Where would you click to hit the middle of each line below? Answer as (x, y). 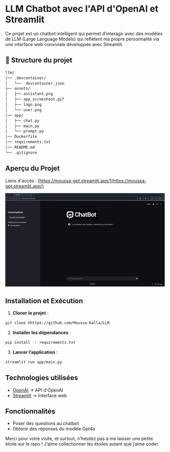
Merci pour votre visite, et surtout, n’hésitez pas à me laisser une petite (79, 439)
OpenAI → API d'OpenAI (38, 390)
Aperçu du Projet (32, 168)
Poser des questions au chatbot (46, 424)
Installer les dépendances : (41, 333)
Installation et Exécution (44, 301)
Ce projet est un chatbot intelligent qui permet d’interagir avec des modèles (84, 33)
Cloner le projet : (31, 313)
